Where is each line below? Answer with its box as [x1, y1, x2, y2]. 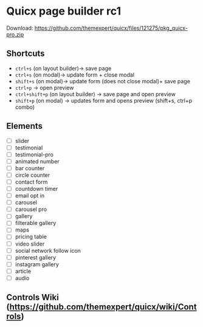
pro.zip [6, 30, 24, 38]
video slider [15, 240, 45, 247]
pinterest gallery [15, 253, 57, 261]
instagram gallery [15, 260, 60, 268]
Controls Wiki [6, 292, 59, 303]
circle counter [15, 171, 50, 179]
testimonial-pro [15, 151, 53, 158]
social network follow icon [15, 247, 81, 254]
